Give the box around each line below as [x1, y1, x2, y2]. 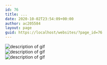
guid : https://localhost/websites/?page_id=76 [5, 30, 103, 35]
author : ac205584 [5, 21, 41, 26]
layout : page [5, 26, 32, 31]
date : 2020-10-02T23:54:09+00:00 [5, 16, 74, 21]
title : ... [5, 12, 28, 17]
